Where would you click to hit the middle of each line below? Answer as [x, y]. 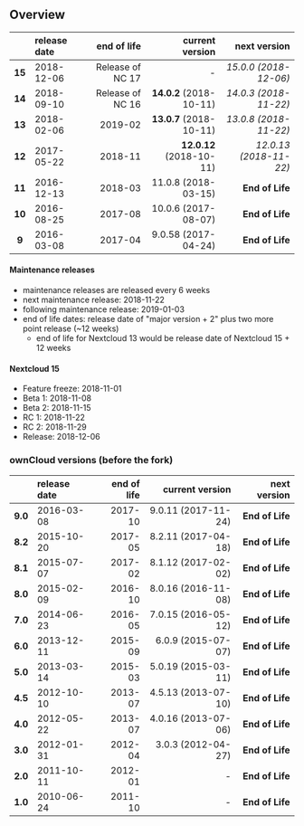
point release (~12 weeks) [71, 328]
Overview [38, 15]
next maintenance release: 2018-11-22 [94, 300]
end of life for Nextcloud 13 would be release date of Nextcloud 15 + [163, 338]
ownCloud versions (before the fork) [91, 460]
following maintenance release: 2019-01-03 [104, 309]
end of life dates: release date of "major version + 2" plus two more [148, 319]
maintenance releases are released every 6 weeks [116, 290]
